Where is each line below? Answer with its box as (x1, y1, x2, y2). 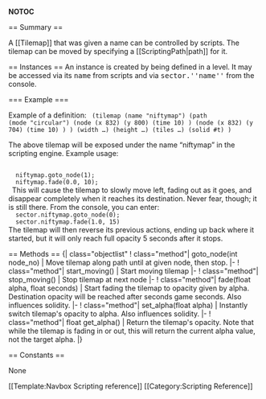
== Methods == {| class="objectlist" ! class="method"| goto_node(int (8, 249, 238, 258)
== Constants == (8, 350, 65, 360)
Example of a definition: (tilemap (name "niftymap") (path (8, 110, 207, 120)
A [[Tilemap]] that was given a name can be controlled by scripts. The (8, 38, 239, 47)
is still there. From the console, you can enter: (8, 203, 160, 212)
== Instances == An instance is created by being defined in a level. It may (8, 62, 252, 72)
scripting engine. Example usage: (8, 149, 119, 158)
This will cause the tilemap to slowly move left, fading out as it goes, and (11, 185, 252, 195)
